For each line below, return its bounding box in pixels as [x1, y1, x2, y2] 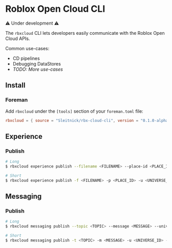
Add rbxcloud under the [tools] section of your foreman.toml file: [5, 108, 143, 114]
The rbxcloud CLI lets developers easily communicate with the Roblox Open [5, 30, 165, 36]
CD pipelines [12, 55, 40, 61]
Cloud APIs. [5, 35, 30, 42]
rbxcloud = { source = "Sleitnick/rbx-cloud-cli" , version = [5, 118, 139, 123]
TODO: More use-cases [12, 66, 63, 72]
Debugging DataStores [12, 60, 61, 67]
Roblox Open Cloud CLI [5, 3, 105, 15]
